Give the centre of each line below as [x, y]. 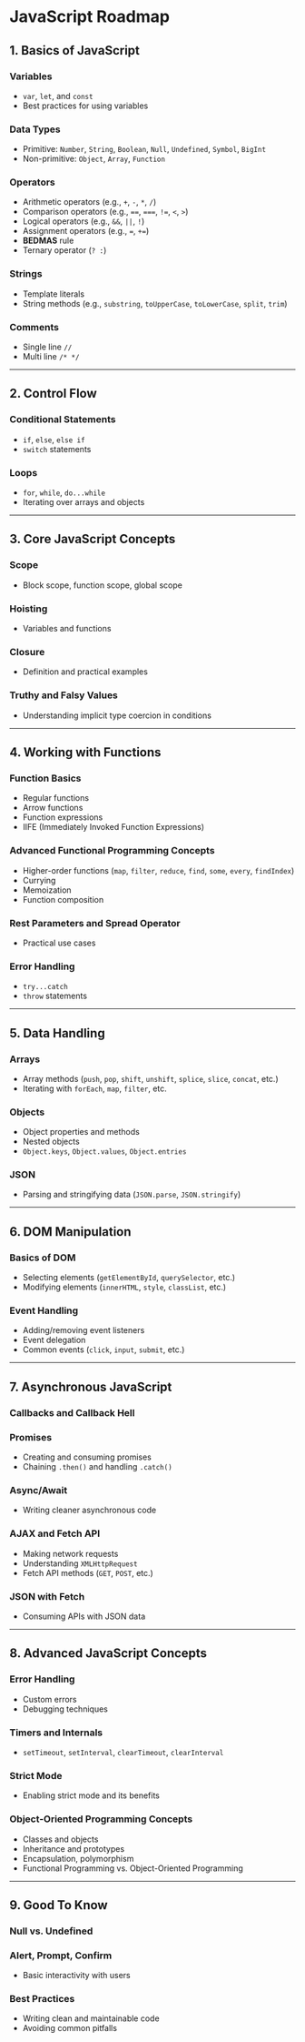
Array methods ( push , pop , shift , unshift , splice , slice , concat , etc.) [150, 1078]
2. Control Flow [53, 394]
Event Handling [44, 1310]
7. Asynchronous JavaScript [91, 1386]
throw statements [55, 996]
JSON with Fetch [47, 1596]
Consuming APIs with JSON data [84, 1616]
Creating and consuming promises [87, 1457]
